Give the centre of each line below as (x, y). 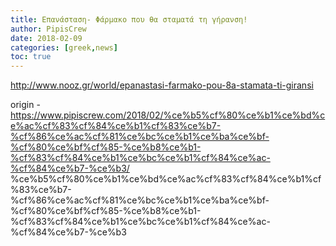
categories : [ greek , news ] (64, 47)
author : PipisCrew (48, 29)
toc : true (31, 57)
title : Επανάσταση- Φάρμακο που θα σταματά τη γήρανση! (129, 19)
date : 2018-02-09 (46, 38)
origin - (25, 105)
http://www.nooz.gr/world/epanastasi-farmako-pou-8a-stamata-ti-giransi (162, 85)
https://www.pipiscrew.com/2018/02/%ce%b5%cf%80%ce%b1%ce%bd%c (168, 115)
